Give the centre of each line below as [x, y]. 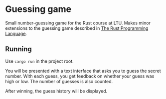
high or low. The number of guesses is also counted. [59, 81]
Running [19, 49]
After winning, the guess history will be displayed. [56, 91]
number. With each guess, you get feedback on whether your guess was [80, 76]
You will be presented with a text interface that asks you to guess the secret [83, 71]
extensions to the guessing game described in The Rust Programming [77, 28]
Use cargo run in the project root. [39, 61]
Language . [16, 33]
